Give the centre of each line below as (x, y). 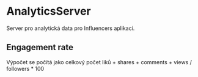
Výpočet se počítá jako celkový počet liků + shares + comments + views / (99, 62)
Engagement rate (40, 47)
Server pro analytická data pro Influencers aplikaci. (71, 28)
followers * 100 (25, 68)
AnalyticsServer (49, 11)
